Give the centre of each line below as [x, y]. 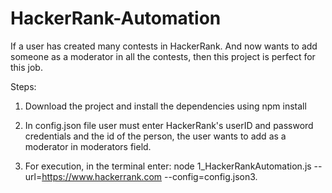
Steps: [23, 86]
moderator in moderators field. [88, 146]
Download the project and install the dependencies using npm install [165, 106]
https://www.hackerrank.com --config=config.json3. [149, 176]
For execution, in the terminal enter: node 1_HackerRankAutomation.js [168, 166]
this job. [26, 67]
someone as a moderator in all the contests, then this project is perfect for [163, 56]
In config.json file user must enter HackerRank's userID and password [169, 125]
